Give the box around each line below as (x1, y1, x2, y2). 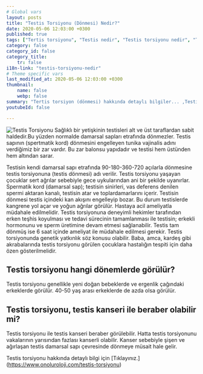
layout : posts (6, 15, 42, 21)
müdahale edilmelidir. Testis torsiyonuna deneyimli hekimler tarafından (6, 208, 181, 216)
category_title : (6, 54, 47, 60)
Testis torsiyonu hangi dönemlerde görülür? (6, 264, 175, 275)
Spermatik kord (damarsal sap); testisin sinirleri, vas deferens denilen (6, 182, 179, 190)
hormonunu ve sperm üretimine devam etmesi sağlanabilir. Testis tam (6, 221, 179, 228)
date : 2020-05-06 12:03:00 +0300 (6, 25, 91, 32)
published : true (6, 31, 47, 37)
